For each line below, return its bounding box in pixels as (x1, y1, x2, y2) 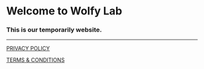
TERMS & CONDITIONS (6, 56, 65, 64)
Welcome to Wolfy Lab (6, 4, 123, 18)
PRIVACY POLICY (6, 45, 50, 52)
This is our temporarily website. (6, 26, 102, 34)
